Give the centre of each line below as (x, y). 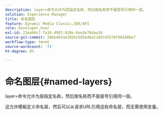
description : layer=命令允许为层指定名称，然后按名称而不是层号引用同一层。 (76, 10)
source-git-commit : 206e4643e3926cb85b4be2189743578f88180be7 (70, 38)
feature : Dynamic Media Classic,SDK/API (47, 24)
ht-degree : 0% (20, 51)
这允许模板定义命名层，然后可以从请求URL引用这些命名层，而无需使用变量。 (83, 107)
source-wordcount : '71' (30, 47)
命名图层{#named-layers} (59, 82)
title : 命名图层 (20, 19)
